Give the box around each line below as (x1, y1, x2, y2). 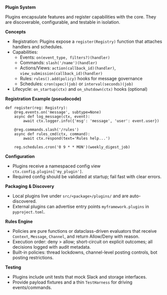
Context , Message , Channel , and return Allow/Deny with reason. (12, 234, 140, 239)
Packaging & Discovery (5, 183, 54, 189)
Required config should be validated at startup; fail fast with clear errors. (12, 174, 162, 179)
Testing (5, 264, 21, 270)
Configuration (5, 153, 35, 159)
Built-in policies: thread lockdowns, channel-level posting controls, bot (12, 249, 158, 255)
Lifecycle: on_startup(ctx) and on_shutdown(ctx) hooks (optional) (12, 86, 148, 92)
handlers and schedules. (12, 44, 63, 49)
